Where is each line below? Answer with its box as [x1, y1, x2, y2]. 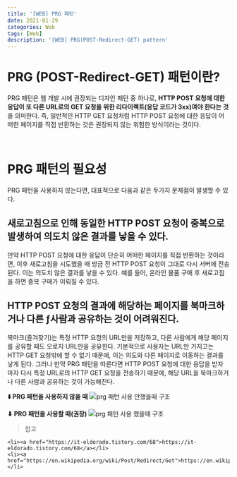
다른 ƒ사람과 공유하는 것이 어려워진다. [26, 313, 180, 325]
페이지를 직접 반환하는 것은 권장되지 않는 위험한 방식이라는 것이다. [20, 121, 201, 129]
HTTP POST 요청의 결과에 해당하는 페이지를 [7, 300, 189, 312]
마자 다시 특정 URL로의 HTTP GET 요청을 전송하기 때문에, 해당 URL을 [7, 368, 199, 377]
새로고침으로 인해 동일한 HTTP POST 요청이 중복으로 [7, 217, 225, 229]
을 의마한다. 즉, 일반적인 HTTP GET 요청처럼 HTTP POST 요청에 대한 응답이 [7, 111, 217, 120]
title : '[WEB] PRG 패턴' [7, 10, 78, 18]
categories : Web [7, 23, 55, 30]
